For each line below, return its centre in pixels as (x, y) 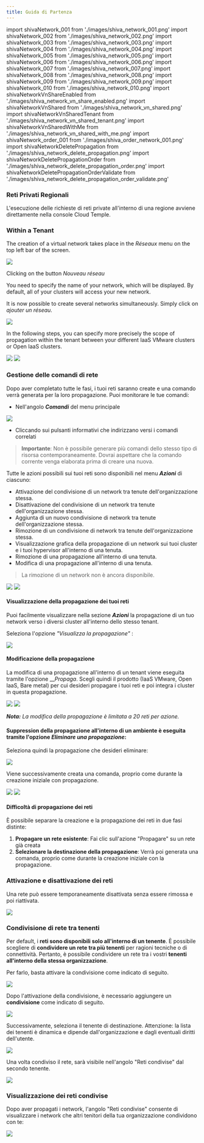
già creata (28, 845)
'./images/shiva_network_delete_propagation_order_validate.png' (88, 179)
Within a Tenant (30, 230)
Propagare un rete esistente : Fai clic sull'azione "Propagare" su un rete (105, 839)
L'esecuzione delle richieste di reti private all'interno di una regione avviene (101, 208)
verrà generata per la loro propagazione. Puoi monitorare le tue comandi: (98, 394)
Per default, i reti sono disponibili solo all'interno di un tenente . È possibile (101, 941)
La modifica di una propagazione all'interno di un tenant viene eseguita (95, 672)
